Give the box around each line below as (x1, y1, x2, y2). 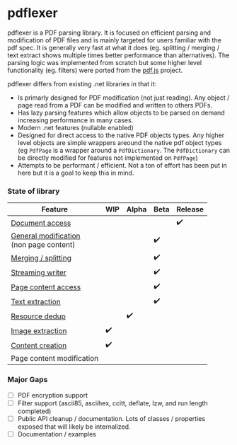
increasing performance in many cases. (17, 115, 134, 125)
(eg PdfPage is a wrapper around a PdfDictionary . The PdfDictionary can (17, 146, 231, 154)
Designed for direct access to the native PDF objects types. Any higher (17, 131, 225, 139)
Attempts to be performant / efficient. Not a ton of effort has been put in (17, 161, 228, 169)
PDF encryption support (17, 391, 88, 399)
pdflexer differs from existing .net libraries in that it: (7, 79, 157, 88)
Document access (11, 218, 71, 228)
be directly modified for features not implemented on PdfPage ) (17, 154, 198, 162)
